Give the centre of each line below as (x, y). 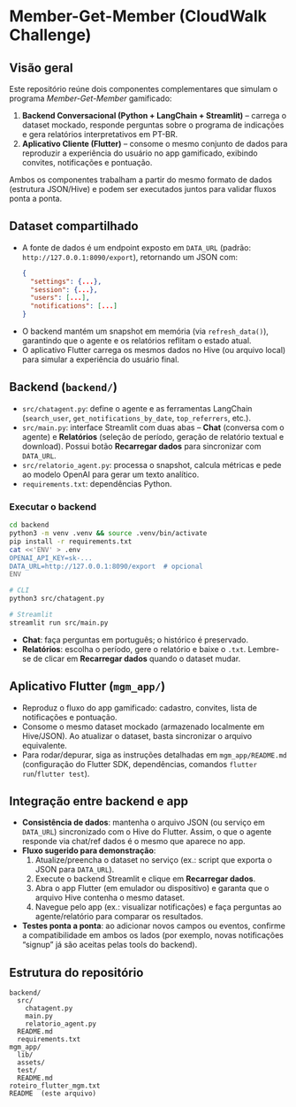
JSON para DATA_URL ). (75, 870)
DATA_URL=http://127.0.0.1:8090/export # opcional (106, 566)
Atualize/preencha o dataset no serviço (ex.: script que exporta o (153, 860)
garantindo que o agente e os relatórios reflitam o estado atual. (137, 341)
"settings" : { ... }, (66, 281)
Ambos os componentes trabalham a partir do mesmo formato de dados (140, 180)
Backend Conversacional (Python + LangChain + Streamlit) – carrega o (154, 115)
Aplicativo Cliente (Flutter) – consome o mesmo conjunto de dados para (155, 144)
